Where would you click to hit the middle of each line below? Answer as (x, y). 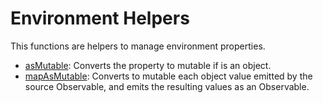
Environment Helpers (100, 18)
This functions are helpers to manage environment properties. (138, 46)
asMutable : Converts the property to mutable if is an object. (148, 65)
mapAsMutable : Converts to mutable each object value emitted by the (168, 76)
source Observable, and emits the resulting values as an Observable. (167, 86)
